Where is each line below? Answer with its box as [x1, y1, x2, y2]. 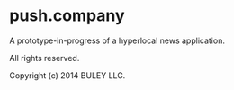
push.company [9, 5, 125, 26]
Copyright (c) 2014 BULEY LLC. [9, 69, 126, 81]
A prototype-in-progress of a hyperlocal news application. [9, 35, 225, 46]
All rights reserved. [9, 52, 80, 63]
